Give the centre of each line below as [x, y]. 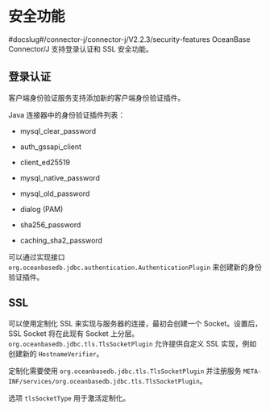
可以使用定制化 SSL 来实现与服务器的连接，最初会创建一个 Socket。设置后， [135, 323]
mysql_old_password [55, 193]
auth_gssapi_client [51, 147]
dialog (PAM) [42, 209]
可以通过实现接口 [37, 257]
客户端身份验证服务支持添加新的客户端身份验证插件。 [97, 98]
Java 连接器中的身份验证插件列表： [67, 114]
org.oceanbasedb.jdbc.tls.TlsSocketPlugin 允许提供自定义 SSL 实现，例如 [133, 343]
